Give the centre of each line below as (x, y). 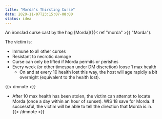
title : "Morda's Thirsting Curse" (40, 10)
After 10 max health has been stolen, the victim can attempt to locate (81, 96)
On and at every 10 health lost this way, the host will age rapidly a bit (88, 72)
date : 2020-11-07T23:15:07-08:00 (39, 14)
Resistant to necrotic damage (42, 57)
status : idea (18, 19)
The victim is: (19, 42)
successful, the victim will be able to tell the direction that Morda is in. (82, 107)
